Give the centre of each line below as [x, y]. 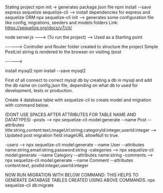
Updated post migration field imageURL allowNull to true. [62, 135]
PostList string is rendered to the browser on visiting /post [63, 52]
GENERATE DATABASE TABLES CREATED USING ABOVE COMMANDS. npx [80, 180]
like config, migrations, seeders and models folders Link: [62, 22]
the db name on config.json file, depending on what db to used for [72, 85]
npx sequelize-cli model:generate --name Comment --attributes [69, 160]
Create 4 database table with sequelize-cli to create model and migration [78, 100]
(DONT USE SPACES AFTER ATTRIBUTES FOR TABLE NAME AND [71, 115]
